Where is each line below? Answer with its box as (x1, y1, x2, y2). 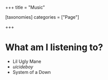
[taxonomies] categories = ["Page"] (5, 14, 79, 20)
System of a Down (12, 69, 51, 75)
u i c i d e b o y (12, 63, 34, 70)
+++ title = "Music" (5, 5, 45, 10)
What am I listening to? (5, 42, 103, 53)
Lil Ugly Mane (12, 58, 41, 64)
